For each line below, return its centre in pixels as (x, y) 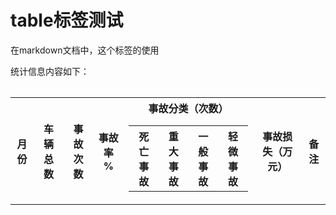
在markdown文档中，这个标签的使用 (85, 50)
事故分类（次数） (188, 108)
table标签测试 (67, 20)
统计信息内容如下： (50, 71)
